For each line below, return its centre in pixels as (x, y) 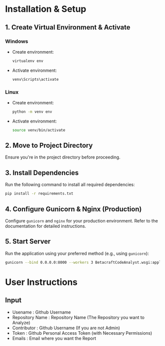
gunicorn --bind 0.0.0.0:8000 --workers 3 (49, 262)
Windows (17, 41)
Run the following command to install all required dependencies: (70, 185)
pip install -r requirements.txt (39, 194)
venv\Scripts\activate (35, 79)
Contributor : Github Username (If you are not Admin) (66, 328)
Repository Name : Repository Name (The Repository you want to (78, 317)
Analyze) (21, 322)
